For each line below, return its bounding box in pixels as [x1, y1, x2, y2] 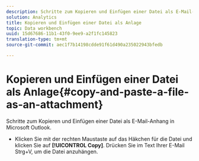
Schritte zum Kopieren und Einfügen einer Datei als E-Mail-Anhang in [6, 117, 175, 125]
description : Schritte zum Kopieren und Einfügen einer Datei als [6, 8, 174, 15]
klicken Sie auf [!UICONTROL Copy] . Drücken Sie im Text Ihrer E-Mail [14, 141, 185, 149]
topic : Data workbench [6, 25, 62, 31]
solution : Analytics [6, 14, 57, 20]
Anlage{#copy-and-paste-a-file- [23, 86, 190, 99]
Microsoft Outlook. [6, 124, 52, 131]
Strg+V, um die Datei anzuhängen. [14, 148, 98, 155]
